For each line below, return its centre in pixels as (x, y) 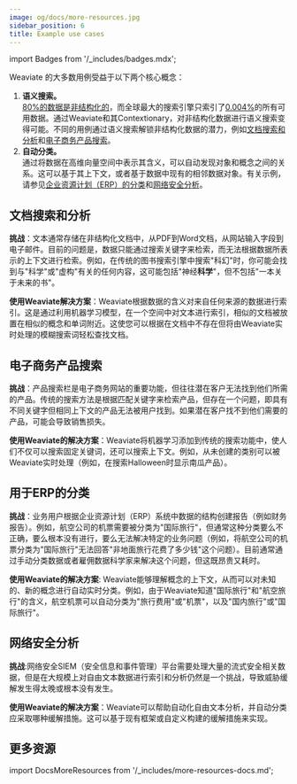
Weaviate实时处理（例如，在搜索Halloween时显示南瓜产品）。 (121, 462)
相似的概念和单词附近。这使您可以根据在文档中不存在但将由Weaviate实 (153, 323)
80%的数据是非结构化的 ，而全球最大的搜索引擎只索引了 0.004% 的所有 (150, 107)
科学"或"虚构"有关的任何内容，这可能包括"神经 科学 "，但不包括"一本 (151, 272)
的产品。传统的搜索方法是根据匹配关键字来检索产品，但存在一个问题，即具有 (148, 399)
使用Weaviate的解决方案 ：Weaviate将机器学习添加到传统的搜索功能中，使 (145, 440)
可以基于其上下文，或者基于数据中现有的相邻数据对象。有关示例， (165, 174)
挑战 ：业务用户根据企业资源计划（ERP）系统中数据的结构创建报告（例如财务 (148, 516)
